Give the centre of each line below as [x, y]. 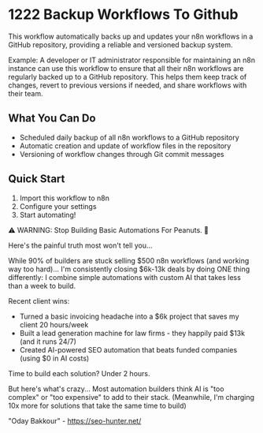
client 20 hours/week [54, 324]
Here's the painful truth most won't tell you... [80, 245]
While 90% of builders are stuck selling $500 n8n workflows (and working [129, 260]
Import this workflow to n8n [65, 198]
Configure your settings [58, 206]
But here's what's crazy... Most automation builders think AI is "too [116, 389]
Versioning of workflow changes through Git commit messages [122, 154]
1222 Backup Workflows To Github [123, 15]
